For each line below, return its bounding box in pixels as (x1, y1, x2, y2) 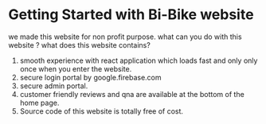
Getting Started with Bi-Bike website (8, 6, 254, 24)
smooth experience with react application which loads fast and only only (19, 56, 258, 65)
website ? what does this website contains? (8, 40, 151, 49)
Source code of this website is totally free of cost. (19, 106, 184, 116)
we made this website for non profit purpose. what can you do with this (8, 32, 242, 41)
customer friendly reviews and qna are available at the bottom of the (19, 89, 244, 99)
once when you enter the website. (19, 64, 132, 73)
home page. (19, 98, 60, 107)
